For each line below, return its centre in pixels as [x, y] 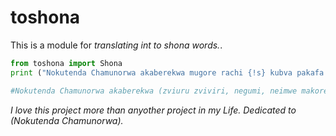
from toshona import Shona [66, 63]
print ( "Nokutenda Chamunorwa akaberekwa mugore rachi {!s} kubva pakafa [167, 72]
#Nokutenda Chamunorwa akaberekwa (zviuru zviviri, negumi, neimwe [154, 91]
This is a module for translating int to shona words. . [116, 45]
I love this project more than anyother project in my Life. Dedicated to [153, 110]
